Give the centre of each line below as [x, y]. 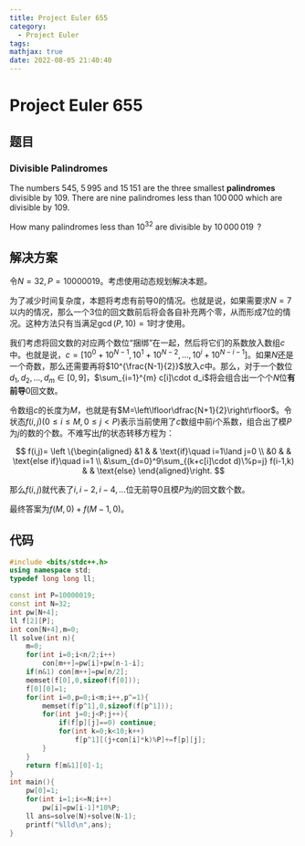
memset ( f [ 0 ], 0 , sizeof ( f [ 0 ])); [84, 680]
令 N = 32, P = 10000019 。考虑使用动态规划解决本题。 [111, 281]
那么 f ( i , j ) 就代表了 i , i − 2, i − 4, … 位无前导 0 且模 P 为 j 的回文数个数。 [130, 489]
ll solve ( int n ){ [42, 638]
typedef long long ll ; [53, 579]
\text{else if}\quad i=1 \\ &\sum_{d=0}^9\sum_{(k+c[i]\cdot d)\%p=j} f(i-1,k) [153, 460]
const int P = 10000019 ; [53, 596]
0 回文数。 [44, 390]
